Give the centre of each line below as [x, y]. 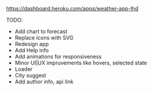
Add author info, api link [44, 82]
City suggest [30, 75]
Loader [24, 69]
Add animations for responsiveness [58, 56]
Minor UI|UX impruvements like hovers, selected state [81, 63]
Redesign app [32, 44]
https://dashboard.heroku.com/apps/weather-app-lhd [72, 9]
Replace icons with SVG [44, 38]
